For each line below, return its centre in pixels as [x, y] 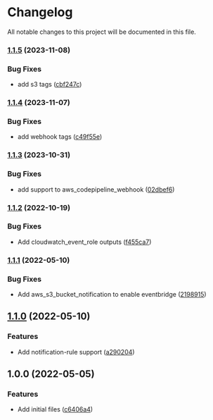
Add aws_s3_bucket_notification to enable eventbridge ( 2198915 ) [112, 295]
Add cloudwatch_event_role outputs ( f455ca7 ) [84, 242]
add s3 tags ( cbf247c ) [50, 85]
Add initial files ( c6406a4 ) [55, 409]
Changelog [40, 12]
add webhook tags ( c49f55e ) [60, 137]
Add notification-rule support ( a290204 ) [76, 352]
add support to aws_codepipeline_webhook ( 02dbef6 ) [96, 189]
